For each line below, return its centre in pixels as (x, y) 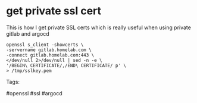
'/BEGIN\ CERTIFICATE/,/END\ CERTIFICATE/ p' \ (66, 65)
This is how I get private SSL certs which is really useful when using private (99, 27)
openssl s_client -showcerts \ (45, 45)
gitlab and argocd (28, 33)
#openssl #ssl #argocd (34, 93)
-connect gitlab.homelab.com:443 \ (50, 55)
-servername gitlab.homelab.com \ (49, 50)
